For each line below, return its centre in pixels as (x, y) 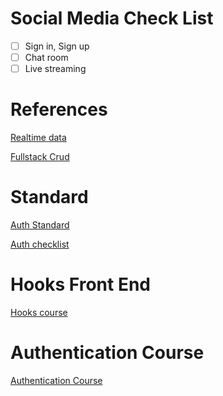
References (59, 109)
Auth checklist (40, 244)
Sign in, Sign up (57, 46)
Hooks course (39, 312)
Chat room (46, 57)
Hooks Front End (80, 284)
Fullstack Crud (40, 157)
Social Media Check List (112, 18)
